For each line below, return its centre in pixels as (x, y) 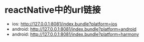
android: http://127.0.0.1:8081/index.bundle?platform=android (74, 29)
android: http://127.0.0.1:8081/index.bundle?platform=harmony (75, 34)
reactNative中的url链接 (53, 10)
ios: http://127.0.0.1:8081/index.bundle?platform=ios (65, 24)
